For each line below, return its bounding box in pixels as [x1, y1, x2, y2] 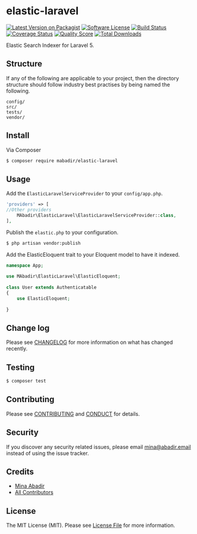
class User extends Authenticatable [6, 285, 97, 290]
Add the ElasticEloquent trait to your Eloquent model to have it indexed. [6, 251, 180, 258]
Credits [6, 467, 34, 477]
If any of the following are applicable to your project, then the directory [6, 74, 179, 81]
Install [6, 131, 30, 141]
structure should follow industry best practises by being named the [6, 81, 170, 88]
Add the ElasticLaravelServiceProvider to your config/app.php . [6, 190, 163, 197]
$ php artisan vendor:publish [6, 240, 81, 246]
